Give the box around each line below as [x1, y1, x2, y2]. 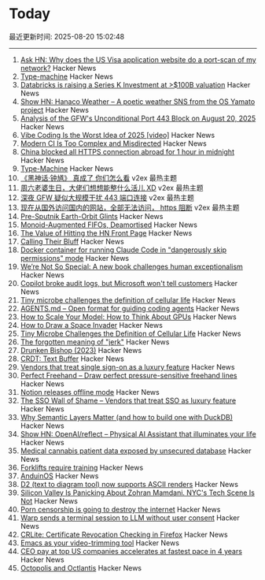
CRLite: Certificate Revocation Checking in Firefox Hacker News [20, 530, 228, 539]
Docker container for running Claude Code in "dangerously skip [20, 245, 227, 255]
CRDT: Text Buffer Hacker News [20, 354, 124, 363]
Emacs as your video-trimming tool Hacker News [20, 537, 180, 548]
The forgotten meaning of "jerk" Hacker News [20, 336, 170, 347]
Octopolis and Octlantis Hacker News [20, 563, 142, 572]
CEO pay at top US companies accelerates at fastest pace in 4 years [20, 546, 243, 556]
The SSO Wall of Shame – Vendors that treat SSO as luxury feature [20, 396, 237, 405]
